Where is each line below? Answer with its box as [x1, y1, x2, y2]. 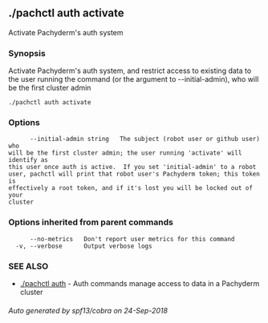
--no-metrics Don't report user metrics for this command [29, 235, 235, 243]
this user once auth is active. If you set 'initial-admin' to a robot [8, 164, 257, 172]
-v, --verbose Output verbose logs [15, 242, 152, 250]
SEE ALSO [8, 260, 49, 272]
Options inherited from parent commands [8, 216, 174, 228]
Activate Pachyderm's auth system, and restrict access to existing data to [8, 66, 252, 75]
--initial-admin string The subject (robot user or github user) [29, 135, 261, 143]
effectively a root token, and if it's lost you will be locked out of [8, 184, 253, 192]
